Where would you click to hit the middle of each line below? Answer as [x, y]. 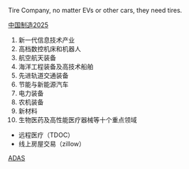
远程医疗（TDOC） [46, 135]
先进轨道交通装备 [43, 75]
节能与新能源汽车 [43, 84]
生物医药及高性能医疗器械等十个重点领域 [77, 120]
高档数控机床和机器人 [49, 49]
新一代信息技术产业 [47, 40]
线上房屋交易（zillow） [52, 144]
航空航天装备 [37, 58]
